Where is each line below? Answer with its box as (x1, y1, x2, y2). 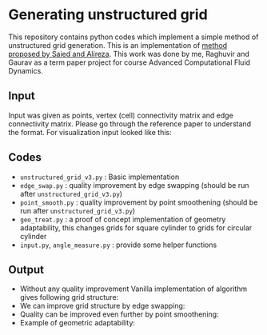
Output (8, 262, 44, 277)
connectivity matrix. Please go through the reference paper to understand (8, 118, 252, 129)
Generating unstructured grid (8, 6, 208, 24)
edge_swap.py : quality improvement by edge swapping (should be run (19, 180, 249, 189)
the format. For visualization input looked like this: (8, 127, 172, 137)
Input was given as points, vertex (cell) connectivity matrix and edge (8, 110, 233, 120)
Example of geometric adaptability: (19, 318, 136, 328)
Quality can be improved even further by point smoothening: (19, 309, 219, 319)
